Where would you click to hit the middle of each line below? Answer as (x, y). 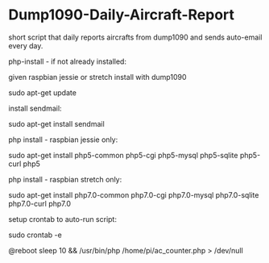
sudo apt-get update (42, 92)
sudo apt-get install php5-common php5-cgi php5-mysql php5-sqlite (123, 155)
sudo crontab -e (35, 235)
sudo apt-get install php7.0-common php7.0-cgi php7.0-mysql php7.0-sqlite (134, 194)
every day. (26, 45)
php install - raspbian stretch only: (65, 179)
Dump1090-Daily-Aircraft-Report (122, 15)
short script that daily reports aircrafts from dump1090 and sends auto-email (135, 37)
